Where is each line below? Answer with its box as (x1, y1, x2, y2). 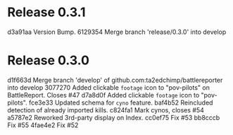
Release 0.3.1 (7, 4, 86, 20)
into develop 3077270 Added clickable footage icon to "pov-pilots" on (7, 83, 210, 92)
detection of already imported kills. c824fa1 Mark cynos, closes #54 (7, 105, 204, 114)
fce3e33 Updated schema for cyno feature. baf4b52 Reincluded (28, 98, 213, 107)
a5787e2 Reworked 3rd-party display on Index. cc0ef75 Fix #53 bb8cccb (7, 113, 220, 122)
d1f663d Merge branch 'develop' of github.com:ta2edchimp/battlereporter (7, 76, 223, 84)
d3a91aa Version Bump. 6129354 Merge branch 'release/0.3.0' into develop (7, 28, 227, 36)
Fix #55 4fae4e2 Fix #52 (7, 121, 79, 129)
